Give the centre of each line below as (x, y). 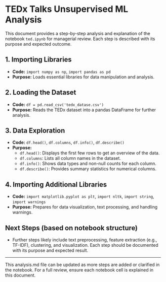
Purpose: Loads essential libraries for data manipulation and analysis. (83, 77)
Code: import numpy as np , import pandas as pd (62, 71)
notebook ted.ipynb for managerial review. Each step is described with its (80, 39)
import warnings (29, 202)
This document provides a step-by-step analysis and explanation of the (78, 33)
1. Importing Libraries (39, 60)
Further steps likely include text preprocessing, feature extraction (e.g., (84, 240)
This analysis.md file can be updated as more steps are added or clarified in (82, 265)
